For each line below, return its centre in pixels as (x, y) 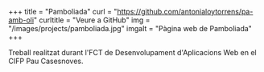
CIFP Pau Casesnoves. (46, 61)
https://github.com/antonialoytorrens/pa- (185, 12)
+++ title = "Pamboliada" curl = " (63, 12)
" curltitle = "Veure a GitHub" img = (92, 20)
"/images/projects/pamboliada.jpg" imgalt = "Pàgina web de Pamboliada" (130, 28)
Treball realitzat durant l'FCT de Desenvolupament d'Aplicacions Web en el (132, 52)
